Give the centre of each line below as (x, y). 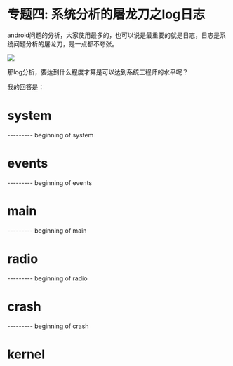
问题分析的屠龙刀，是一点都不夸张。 (65, 43)
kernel (26, 354)
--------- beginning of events (50, 182)
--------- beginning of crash (48, 326)
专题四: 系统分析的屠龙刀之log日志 (106, 14)
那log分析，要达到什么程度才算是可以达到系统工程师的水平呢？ (98, 72)
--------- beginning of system (51, 135)
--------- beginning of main (47, 230)
